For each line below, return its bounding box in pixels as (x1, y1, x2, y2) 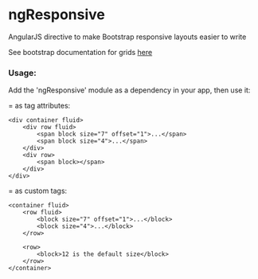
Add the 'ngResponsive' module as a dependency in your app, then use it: (8, 85, 251, 95)
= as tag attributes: (8, 101, 71, 111)
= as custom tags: (8, 186, 68, 196)
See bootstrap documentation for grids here (8, 47, 153, 57)
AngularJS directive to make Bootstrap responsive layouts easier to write (8, 32, 247, 41)
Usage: (8, 67, 37, 78)
